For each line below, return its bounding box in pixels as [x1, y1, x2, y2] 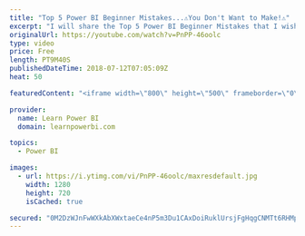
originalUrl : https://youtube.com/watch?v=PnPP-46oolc [9, 30, 221, 39]
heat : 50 [9, 73, 43, 82]
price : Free [9, 47, 54, 56]
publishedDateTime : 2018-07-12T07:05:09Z [9, 64, 169, 74]
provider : [9, 105, 47, 114]
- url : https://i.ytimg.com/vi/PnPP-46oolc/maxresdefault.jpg [17, 172, 258, 181]
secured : [9, 213, 43, 222]
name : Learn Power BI [17, 113, 100, 123]
